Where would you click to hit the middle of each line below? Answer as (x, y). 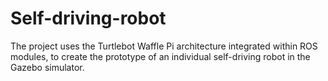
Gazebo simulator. (47, 67)
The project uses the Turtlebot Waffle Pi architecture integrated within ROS (164, 46)
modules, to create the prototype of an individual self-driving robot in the (160, 56)
